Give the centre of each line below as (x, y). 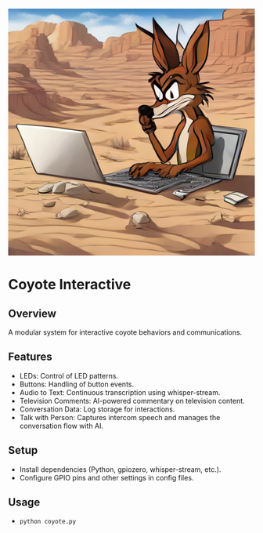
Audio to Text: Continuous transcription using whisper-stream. (120, 392)
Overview (32, 313)
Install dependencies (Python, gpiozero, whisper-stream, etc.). (120, 469)
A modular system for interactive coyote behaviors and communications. (125, 332)
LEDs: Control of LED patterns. (69, 375)
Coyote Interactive (70, 285)
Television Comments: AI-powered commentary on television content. (132, 401)
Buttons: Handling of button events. (77, 384)
